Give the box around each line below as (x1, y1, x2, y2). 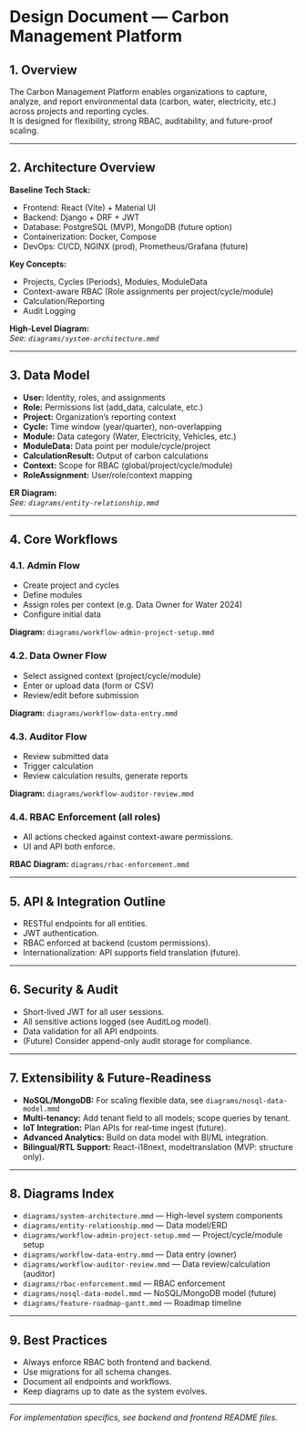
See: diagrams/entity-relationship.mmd (9, 496, 159, 507)
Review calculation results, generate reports (22, 769, 189, 781)
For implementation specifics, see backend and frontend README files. (9, 1412, 278, 1423)
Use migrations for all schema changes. (22, 1366, 172, 1377)
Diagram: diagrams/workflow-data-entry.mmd (9, 707, 178, 718)
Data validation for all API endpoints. (22, 1025, 159, 1037)
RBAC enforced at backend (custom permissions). (22, 937, 211, 948)
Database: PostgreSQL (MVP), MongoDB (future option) (22, 221, 232, 232)
